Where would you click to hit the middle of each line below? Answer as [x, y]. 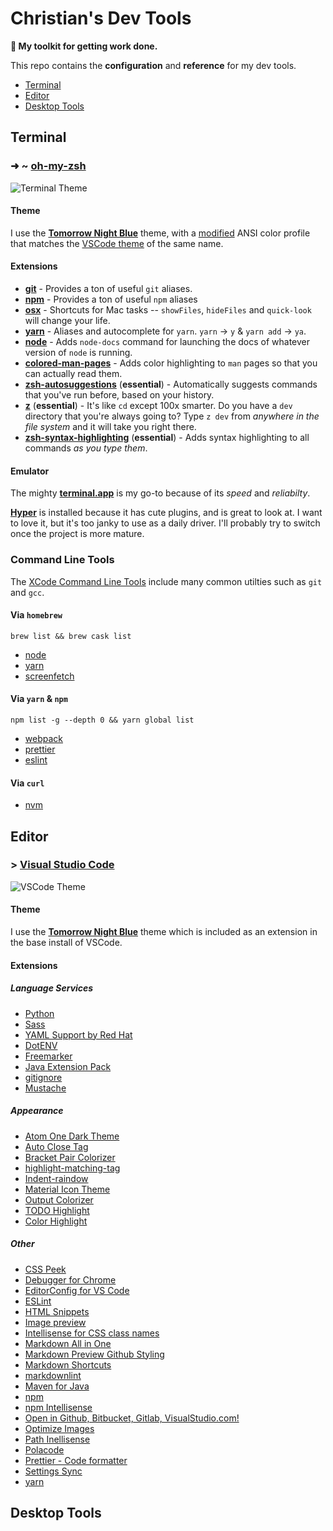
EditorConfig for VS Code [77, 1290]
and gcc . [27, 592]
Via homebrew [36, 615]
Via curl [27, 783]
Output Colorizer [59, 1199]
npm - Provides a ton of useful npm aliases [111, 299]
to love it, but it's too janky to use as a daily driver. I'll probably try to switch [165, 523]
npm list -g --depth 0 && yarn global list [102, 720]
